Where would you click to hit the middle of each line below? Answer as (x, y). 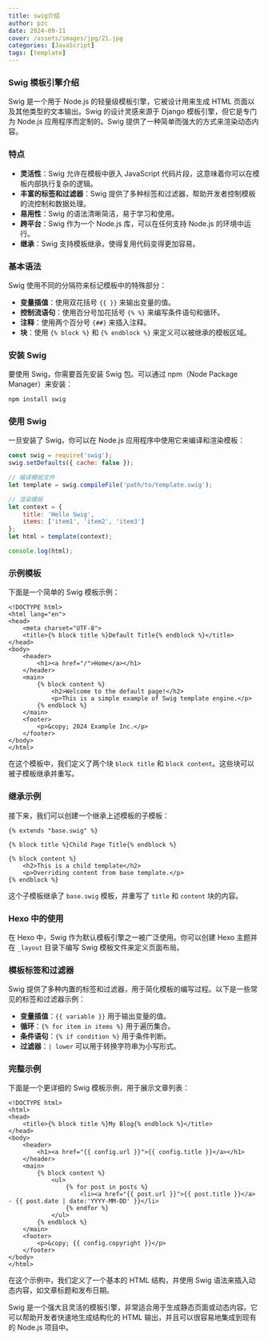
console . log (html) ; (41, 551)
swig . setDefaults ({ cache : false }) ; (71, 463)
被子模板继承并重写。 (43, 774)
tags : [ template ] (37, 53)
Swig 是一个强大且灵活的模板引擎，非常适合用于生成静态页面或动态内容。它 (133, 1307)
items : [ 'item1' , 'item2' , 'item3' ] (84, 522)
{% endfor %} (87, 1208)
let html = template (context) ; (60, 537)
